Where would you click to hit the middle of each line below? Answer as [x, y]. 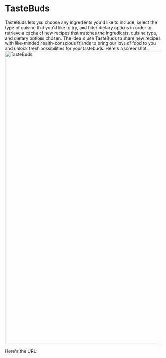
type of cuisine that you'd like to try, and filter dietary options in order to [78, 27]
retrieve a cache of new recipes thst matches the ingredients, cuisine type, [81, 33]
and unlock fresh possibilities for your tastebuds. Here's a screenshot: [77, 48]
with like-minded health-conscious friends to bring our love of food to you [81, 43]
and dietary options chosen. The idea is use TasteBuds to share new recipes [83, 38]
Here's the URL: [21, 351]
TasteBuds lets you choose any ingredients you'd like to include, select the [81, 22]
